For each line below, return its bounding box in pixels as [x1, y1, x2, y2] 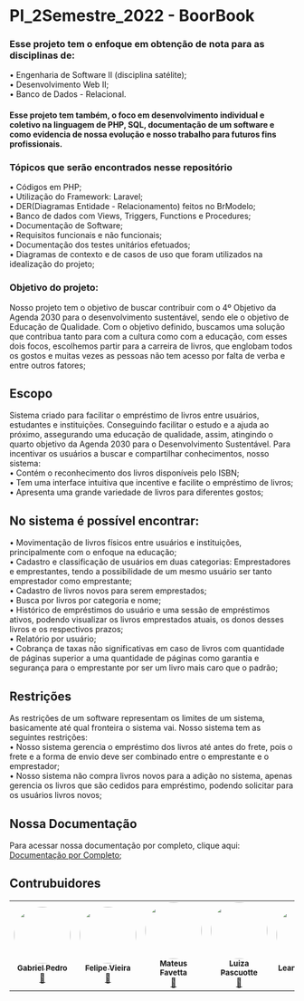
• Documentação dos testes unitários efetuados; [9, 239, 191, 250]
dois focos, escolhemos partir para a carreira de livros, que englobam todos [9, 341, 293, 351]
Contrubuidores [9, 876, 101, 891]
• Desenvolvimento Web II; [9, 79, 109, 91]
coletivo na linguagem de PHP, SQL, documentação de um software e [9, 120, 275, 130]
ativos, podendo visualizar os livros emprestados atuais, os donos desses [9, 614, 285, 625]
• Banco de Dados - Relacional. [9, 89, 127, 100]
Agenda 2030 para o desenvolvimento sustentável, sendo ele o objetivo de [9, 312, 290, 322]
